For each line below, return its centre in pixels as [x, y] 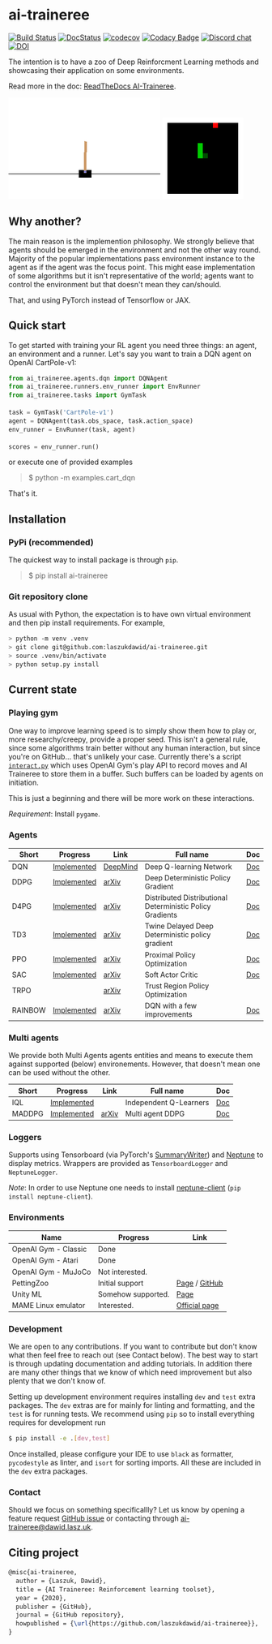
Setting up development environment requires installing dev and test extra [132, 1397]
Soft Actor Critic [171, 975]
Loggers [25, 1137]
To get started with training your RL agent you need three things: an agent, [133, 345]
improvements [168, 1014]
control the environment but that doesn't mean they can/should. [115, 284]
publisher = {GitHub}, [54, 1607]
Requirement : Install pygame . [55, 814]
